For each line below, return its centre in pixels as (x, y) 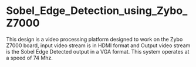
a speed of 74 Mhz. (29, 58)
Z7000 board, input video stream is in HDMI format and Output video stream (98, 45)
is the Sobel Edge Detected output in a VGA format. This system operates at (98, 51)
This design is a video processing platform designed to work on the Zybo (94, 39)
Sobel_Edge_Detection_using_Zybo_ (97, 11)
